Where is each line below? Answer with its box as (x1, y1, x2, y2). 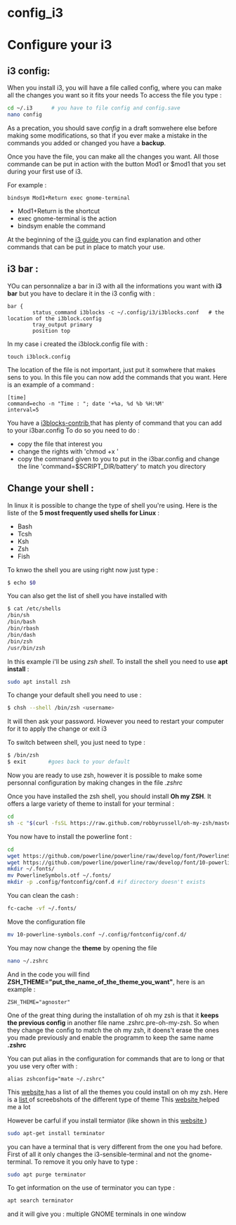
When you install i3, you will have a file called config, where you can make (7, 84, 223, 92)
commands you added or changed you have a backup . (7, 138, 166, 147)
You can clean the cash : (7, 892, 79, 900)
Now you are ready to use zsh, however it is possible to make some (7, 771, 202, 780)
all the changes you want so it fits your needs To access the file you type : (7, 91, 222, 100)
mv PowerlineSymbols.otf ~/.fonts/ (7, 872, 112, 879)
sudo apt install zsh (7, 678, 71, 685)
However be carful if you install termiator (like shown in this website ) (7, 1116, 207, 1125)
